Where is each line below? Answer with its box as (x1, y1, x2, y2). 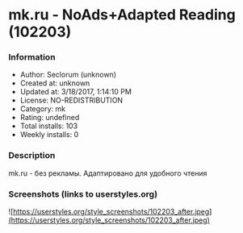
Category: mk (19, 104, 66, 114)
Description (8, 150, 56, 161)
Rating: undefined (19, 113, 80, 123)
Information (8, 52, 56, 63)
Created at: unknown (19, 78, 90, 88)
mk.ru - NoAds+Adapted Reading (8, 6, 236, 24)
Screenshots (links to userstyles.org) (8, 188, 158, 199)
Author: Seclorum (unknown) (19, 70, 117, 80)
